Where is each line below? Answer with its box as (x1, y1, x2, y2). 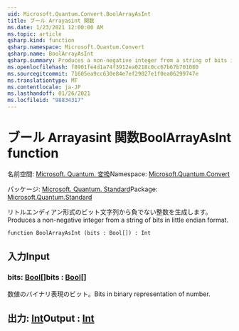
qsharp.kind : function (7, 37, 75, 44)
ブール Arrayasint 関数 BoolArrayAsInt (7, 130, 231, 146)
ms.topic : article (7, 30, 62, 38)
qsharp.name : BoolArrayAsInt (7, 51, 94, 58)
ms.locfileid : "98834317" (7, 97, 84, 104)
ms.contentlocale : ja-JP (7, 83, 81, 91)
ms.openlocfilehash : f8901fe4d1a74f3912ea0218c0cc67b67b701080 (7, 63, 199, 71)
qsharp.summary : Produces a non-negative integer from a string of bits (7, 57, 228, 64)
